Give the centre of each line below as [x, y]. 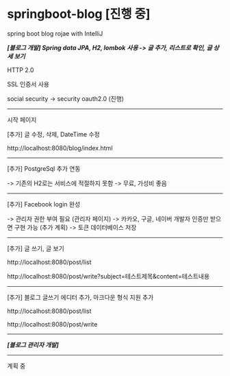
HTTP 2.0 [21, 70]
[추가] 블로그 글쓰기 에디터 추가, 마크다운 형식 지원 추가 [80, 297]
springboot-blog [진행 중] [79, 14]
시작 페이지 [22, 119]
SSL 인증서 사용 [28, 84]
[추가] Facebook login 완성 [44, 204]
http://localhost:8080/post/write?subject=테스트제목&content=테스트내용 [108, 276]
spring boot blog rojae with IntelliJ [55, 33]
